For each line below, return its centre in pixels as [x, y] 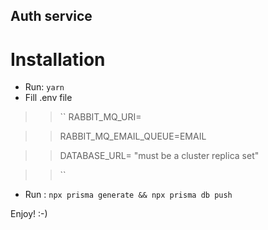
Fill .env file [48, 98]
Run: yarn [44, 87]
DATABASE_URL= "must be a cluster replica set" [159, 156]
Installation [58, 59]
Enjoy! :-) [29, 214]
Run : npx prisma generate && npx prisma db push [128, 195]
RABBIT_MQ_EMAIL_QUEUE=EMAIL [133, 136]
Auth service [51, 16]
